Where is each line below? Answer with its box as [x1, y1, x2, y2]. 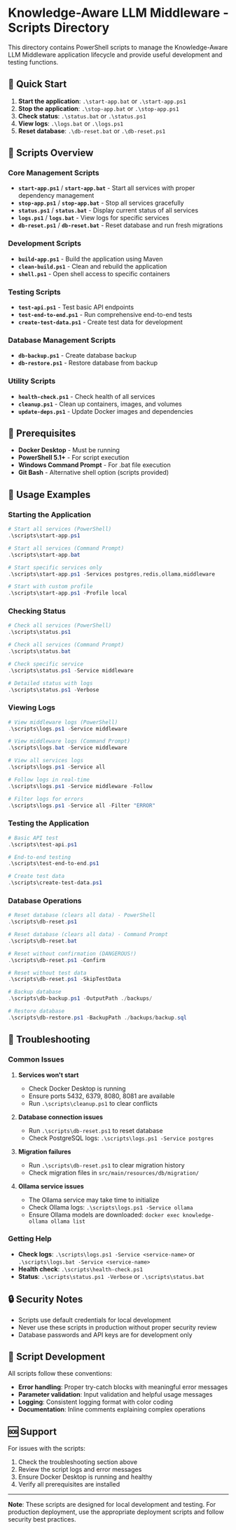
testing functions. [8, 57, 59, 66]
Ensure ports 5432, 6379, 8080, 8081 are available [28, 1092, 175, 1100]
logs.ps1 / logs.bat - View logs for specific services [18, 214, 169, 222]
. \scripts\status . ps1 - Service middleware [8, 667, 134, 674]
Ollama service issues [18, 1182, 85, 1190]
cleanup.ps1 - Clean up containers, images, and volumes [18, 400, 183, 408]
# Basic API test [8, 834, 59, 841]
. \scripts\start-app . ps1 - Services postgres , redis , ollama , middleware [8, 570, 216, 578]
